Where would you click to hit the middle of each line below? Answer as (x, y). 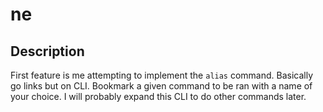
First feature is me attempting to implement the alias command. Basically (162, 75)
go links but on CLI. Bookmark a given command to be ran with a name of (161, 86)
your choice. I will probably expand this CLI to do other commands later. (158, 96)
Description (47, 51)
